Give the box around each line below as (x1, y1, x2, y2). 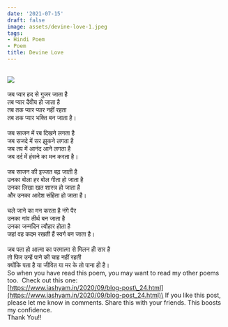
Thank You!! (7, 313, 42, 321)
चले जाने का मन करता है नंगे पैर (7, 206, 77, 215)
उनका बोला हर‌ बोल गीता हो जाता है (7, 175, 84, 183)
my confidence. (7, 305, 52, 314)
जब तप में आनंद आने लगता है (7, 144, 71, 153)
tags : (7, 29, 23, 37)
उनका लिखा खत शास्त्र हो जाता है (7, 183, 80, 192)
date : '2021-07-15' (7, 10, 64, 17)
